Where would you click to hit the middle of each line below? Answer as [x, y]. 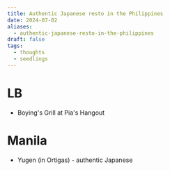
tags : [15, 46]
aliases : [20, 26]
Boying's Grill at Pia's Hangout [61, 113]
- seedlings [31, 59]
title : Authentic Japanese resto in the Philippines [85, 14]
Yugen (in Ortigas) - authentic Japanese [75, 160]
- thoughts [29, 53]
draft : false [26, 40]
